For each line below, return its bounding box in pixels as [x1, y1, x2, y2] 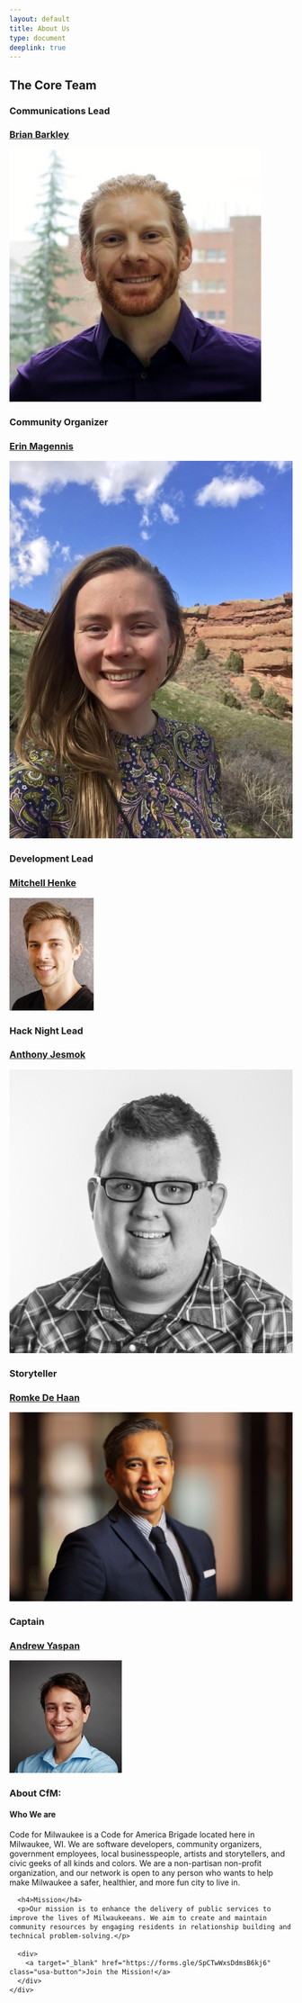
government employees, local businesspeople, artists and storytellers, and [9, 1848, 286, 1859]
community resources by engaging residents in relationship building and [9, 1923, 292, 1932]
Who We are [9, 1809, 57, 1820]
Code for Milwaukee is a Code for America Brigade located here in [9, 1829, 255, 1840]
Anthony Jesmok [9, 1049, 86, 1061]
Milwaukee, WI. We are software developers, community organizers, [9, 1839, 262, 1850]
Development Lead [9, 853, 93, 865]
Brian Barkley [9, 129, 70, 141]
